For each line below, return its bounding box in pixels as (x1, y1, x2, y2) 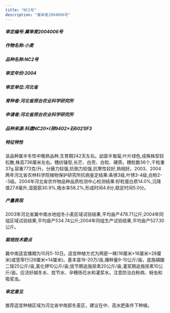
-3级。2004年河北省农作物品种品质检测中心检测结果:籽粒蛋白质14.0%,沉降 (5, 178, 161, 185)
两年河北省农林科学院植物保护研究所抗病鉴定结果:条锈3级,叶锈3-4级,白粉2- (5, 172, 162, 178)
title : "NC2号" (5, 7, 37, 13)
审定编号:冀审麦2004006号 (5, 29, 63, 35)
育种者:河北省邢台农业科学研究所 (5, 97, 74, 103)
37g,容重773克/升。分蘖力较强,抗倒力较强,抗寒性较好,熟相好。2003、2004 (5, 166, 161, 172)
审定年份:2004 (5, 70, 37, 76)
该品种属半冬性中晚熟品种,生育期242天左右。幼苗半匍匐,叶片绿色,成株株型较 (5, 153, 164, 159)
